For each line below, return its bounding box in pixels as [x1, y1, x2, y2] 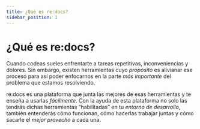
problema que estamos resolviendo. [6, 79, 95, 86]
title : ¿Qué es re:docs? [6, 8, 68, 15]
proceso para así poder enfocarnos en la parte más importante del [6, 73, 171, 80]
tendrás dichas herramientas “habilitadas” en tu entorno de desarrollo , [6, 103, 181, 111]
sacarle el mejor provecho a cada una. [6, 116, 101, 124]
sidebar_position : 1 [6, 14, 58, 20]
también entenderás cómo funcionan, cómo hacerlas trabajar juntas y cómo [6, 110, 194, 117]
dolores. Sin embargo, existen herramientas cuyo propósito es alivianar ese [6, 67, 193, 74]
